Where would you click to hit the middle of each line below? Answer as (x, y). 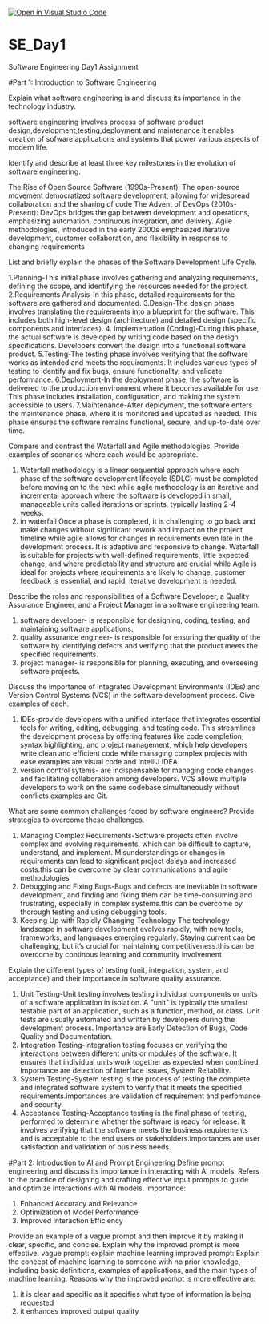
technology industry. (42, 106)
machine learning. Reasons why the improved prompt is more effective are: (132, 1278)
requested (37, 1302)
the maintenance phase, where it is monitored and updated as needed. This (133, 413)
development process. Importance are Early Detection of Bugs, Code (134, 1028)
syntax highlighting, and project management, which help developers (134, 744)
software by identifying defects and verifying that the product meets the (139, 645)
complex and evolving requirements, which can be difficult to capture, (135, 844)
